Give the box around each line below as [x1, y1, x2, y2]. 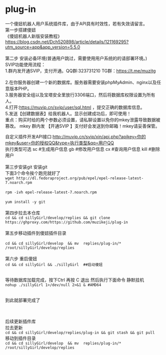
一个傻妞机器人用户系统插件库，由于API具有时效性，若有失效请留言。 [5, 20, 148, 26]
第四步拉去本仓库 [5, 210, 40, 216]
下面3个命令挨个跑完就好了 [5, 170, 61, 176]
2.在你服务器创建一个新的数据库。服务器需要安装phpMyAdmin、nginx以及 [5, 79, 157, 85]
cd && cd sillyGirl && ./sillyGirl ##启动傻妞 [5, 262, 103, 267]
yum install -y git [5, 199, 46, 204]
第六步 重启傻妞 [5, 256, 37, 262]
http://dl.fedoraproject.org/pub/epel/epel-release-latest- [16, 176, 144, 181]
